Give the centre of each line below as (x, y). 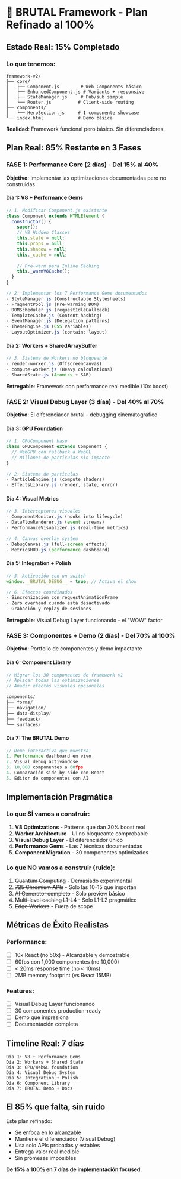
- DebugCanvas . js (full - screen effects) (57, 544)
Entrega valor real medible (47, 1152)
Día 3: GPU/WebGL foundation (42, 1067)
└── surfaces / (24, 724)
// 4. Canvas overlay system (42, 538)
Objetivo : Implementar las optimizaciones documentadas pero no (86, 178)
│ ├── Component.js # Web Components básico (74, 87)
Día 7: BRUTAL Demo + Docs (39, 1088)
